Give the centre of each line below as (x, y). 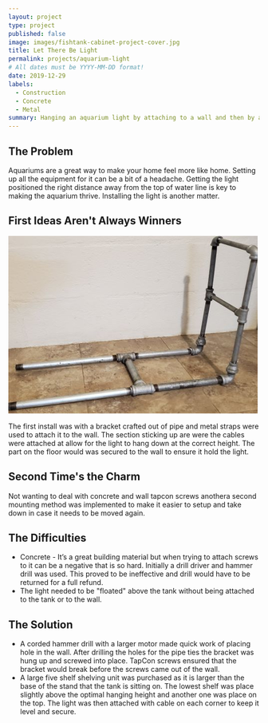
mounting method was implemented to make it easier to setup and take (125, 504)
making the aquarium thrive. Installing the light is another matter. (114, 196)
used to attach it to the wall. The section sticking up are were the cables (126, 434)
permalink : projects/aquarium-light (69, 59)
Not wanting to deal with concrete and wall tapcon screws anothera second (132, 496)
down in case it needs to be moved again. (77, 513)
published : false (37, 34)
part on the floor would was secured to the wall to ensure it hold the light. (129, 452)
